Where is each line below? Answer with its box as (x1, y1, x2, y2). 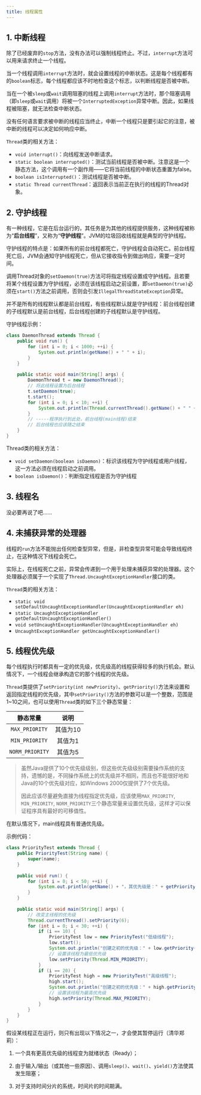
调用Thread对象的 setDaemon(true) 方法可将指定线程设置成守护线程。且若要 (6, 272, 190, 280)
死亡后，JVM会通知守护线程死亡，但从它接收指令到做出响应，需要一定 (6, 253, 181, 260)
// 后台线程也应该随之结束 (28, 422, 85, 428)
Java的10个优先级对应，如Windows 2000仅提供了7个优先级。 (20, 779, 173, 787)
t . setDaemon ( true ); (28, 388, 77, 394)
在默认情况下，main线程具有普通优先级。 (6, 820, 108, 827)
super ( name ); (28, 856, 60, 862)
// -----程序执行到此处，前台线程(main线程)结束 (28, 416, 136, 422)
